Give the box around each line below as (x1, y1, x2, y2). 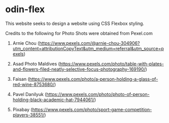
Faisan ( (12, 76, 29, 82)
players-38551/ (12, 112, 45, 118)
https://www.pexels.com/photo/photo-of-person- (46, 91, 150, 97)
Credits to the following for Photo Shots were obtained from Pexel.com (5, 30, 153, 36)
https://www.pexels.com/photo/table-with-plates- (59, 60, 164, 67)
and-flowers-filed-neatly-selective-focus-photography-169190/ (12, 66, 146, 72)
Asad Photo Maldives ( (12, 60, 60, 67)
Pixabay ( (12, 106, 32, 112)
